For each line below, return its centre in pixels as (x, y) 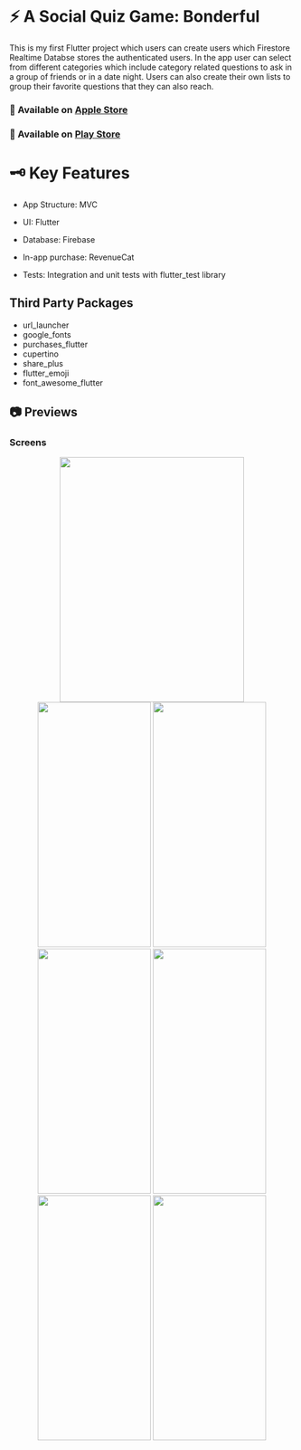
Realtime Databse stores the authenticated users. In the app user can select (150, 57)
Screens (28, 442)
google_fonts (47, 334)
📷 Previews (44, 412)
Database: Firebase (59, 239)
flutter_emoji (46, 373)
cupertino (40, 354)
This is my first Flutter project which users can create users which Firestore (150, 48)
